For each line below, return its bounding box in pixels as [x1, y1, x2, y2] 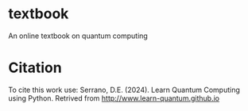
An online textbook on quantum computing [8, 31, 149, 40]
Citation [8, 59, 62, 77]
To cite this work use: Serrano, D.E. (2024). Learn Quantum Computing [8, 85, 241, 94]
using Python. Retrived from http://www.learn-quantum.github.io [8, 93, 220, 103]
